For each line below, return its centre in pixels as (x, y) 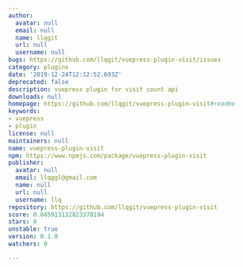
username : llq (38, 200)
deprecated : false (38, 82)
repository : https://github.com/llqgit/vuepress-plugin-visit (113, 207)
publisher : (26, 163)
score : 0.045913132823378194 (56, 215)
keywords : (25, 112)
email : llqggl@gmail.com (56, 178)
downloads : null (35, 97)
